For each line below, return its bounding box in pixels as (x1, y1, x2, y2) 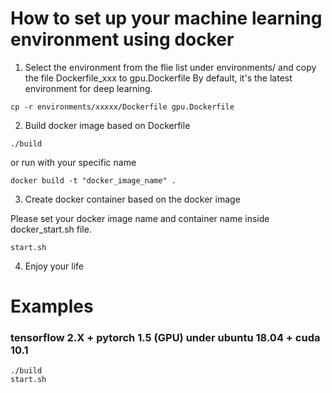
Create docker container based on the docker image (24, 193, 241, 205)
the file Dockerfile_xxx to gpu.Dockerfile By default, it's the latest (24, 72, 293, 84)
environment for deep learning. (24, 82, 153, 94)
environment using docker (10, 28, 235, 51)
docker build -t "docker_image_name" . (10, 175, 177, 186)
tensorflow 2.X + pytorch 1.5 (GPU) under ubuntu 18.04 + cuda (10, 331, 321, 345)
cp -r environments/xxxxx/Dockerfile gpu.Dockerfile (10, 102, 235, 112)
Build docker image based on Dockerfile (24, 119, 191, 131)
